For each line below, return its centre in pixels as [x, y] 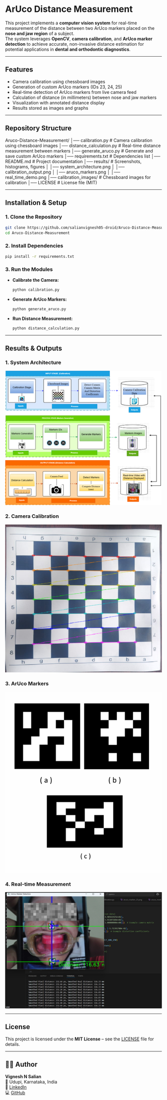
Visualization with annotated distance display [59, 102]
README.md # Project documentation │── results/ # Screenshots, [73, 161]
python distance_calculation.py [46, 328]
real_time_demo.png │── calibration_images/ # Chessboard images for [78, 177]
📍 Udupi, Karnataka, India [31, 1082]
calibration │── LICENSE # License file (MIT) [51, 182]
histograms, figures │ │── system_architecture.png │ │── [65, 166]
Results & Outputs [34, 349]
